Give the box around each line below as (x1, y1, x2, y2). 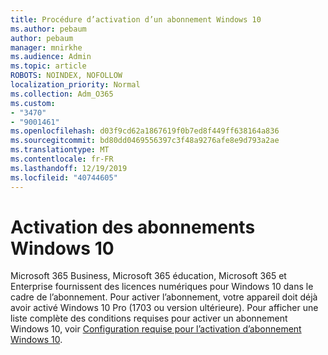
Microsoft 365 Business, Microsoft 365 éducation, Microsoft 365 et (10, 270, 287, 282)
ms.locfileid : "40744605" (10, 172, 118, 183)
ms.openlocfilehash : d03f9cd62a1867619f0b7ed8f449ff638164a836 (10, 126, 280, 136)
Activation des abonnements (10, 216, 256, 238)
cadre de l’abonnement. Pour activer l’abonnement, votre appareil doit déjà (10, 291, 318, 303)
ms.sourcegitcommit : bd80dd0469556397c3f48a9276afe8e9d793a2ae (10, 136, 280, 146)
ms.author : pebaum (10, 24, 87, 34)
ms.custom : (10, 98, 56, 108)
